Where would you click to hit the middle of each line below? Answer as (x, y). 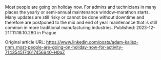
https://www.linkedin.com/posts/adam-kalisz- (92, 42)
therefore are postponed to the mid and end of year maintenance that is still (81, 22)
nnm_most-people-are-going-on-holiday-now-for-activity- (64, 47)
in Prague (47, 33)
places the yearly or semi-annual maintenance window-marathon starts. (78, 12)
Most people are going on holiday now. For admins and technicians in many (81, 7)
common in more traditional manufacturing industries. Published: (70, 28)
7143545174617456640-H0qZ (35, 52)
